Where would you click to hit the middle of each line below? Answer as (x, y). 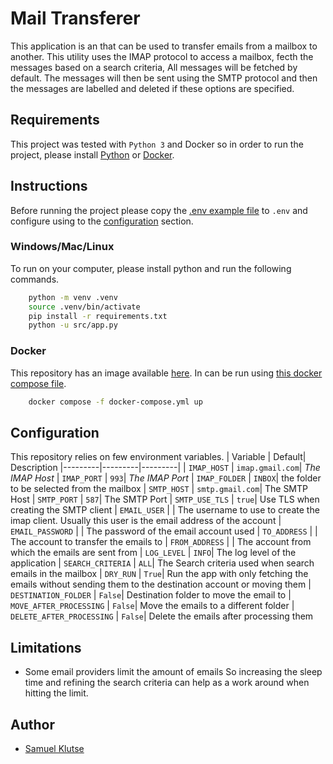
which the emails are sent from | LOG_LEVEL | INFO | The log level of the (153, 553)
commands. (35, 279)
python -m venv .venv (73, 297)
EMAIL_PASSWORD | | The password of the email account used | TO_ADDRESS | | (164, 531)
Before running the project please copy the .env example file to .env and (159, 210)
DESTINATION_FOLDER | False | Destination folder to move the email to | (151, 595)
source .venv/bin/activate (84, 307)
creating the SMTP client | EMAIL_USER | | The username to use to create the (165, 510)
